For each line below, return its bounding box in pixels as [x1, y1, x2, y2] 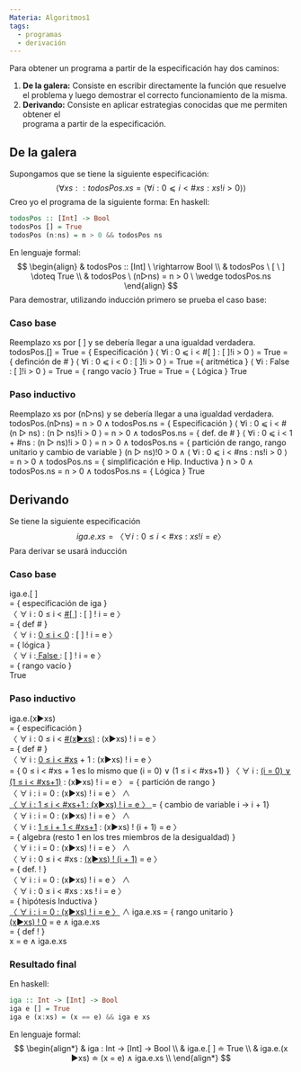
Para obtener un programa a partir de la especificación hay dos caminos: [9, 63, 280, 74]
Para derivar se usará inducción [9, 546, 128, 557]
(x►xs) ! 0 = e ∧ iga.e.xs [9, 916, 101, 927]
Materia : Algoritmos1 [9, 13, 91, 22]
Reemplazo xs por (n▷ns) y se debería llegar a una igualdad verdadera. [9, 408, 274, 419]
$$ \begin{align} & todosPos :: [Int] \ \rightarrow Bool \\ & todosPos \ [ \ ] [16, 261, 286, 272]
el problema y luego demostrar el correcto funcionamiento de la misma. [22, 90, 288, 101]
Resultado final [9, 958, 77, 970]
